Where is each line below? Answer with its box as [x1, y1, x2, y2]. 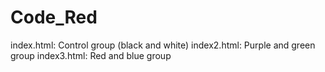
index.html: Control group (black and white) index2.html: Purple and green [10, 39, 316, 51]
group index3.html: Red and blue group [10, 49, 172, 61]
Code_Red [10, 6, 98, 29]
